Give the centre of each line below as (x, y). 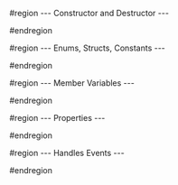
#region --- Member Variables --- (72, 83)
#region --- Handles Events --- (67, 153)
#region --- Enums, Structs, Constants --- (87, 48)
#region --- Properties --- (57, 118)
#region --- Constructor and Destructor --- (89, 13)
